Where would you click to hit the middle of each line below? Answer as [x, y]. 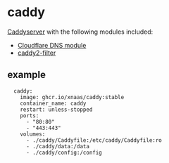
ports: [30, 116]
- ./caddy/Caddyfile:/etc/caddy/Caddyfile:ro [94, 140]
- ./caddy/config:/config [64, 152]
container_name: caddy [53, 103]
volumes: [33, 134]
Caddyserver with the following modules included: [80, 32]
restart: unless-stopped [56, 110]
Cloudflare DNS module [52, 45]
